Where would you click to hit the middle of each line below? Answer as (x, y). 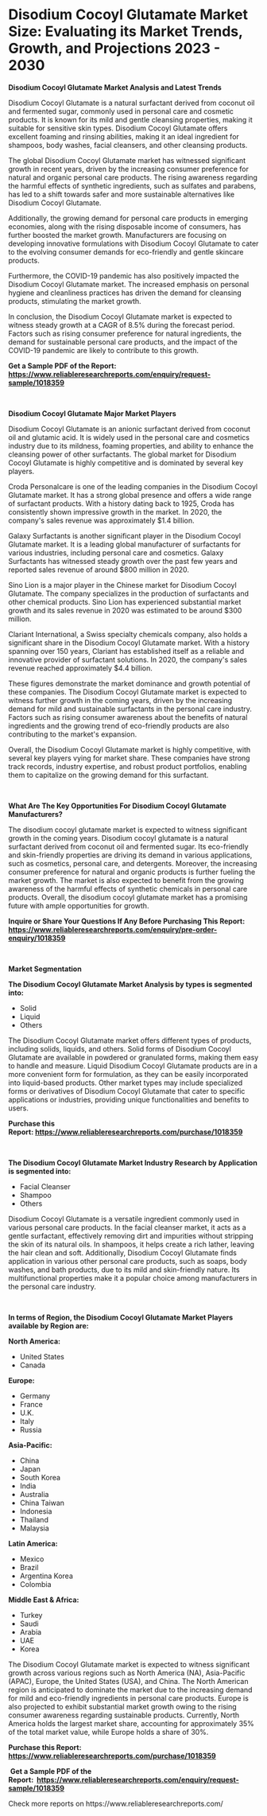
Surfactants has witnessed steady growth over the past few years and (123, 561)
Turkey (31, 1615)
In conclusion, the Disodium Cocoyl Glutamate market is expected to (120, 317)
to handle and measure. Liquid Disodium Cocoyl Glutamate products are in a (133, 1065)
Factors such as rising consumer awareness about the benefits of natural (128, 717)
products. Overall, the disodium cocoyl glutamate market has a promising (128, 897)
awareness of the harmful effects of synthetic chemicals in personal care (128, 889)
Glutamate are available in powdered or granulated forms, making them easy (133, 1057)
